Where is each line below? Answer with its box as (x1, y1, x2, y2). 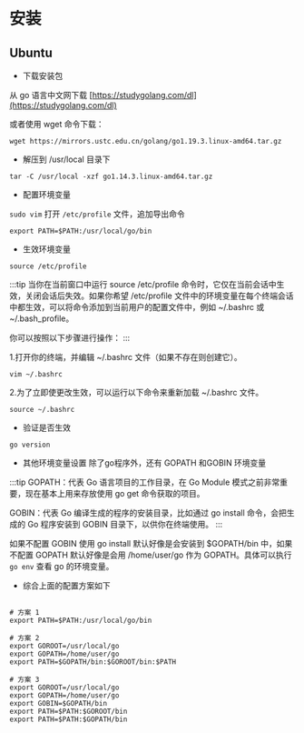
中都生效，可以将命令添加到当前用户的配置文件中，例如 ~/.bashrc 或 (9, 302, 265, 312)
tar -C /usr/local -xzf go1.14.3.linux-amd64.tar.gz (9, 172, 213, 181)
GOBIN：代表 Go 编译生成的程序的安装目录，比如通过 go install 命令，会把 (9, 507, 288, 518)
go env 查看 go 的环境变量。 (9, 561, 114, 571)
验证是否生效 (22, 422, 71, 433)
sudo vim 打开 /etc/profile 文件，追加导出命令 (9, 208, 185, 219)
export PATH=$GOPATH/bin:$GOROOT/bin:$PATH (9, 658, 177, 667)
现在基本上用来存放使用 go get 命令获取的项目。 (25, 488, 206, 498)
